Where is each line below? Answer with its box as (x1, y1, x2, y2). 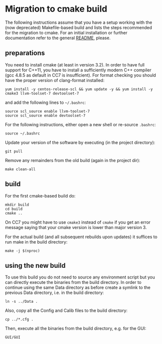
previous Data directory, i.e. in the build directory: (5, 290, 104, 295)
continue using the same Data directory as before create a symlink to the (5, 285, 151, 291)
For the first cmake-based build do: (5, 193, 76, 198)
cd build (5, 206, 23, 212)
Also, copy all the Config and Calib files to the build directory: (5, 308, 128, 313)
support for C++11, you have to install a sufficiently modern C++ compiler (5, 67, 152, 73)
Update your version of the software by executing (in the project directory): (5, 139, 155, 145)
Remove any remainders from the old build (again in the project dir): (5, 157, 141, 163)
